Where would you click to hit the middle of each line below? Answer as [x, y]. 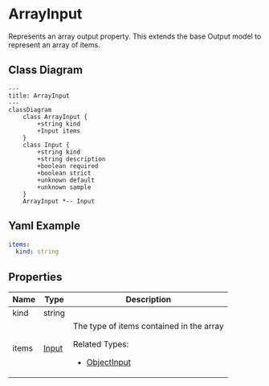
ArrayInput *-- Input [59, 201]
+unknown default [66, 180]
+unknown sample [64, 187]
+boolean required [68, 166]
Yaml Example [44, 226]
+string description [71, 159]
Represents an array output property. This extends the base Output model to [135, 36]
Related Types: [101, 344]
